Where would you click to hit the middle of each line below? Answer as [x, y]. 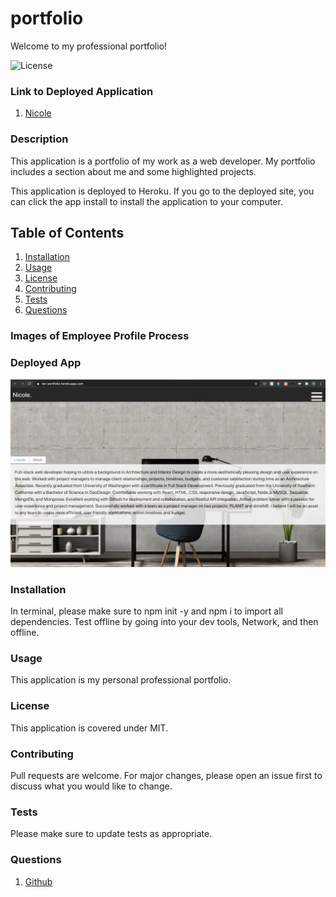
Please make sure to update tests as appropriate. [111, 834]
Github [38, 881]
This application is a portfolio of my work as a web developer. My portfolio [163, 161]
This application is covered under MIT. [89, 728]
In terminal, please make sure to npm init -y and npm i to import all [146, 611]
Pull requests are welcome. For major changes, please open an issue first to [166, 775]
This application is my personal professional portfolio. [121, 680]
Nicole [38, 113]
